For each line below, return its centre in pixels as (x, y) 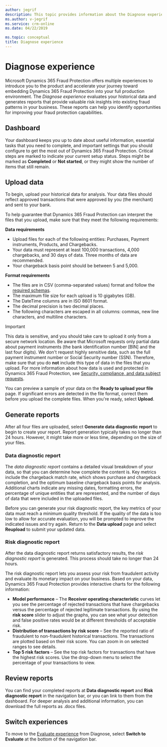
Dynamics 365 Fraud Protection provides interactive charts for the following (83, 584)
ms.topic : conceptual (28, 37)
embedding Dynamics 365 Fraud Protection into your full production (75, 91)
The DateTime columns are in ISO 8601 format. (60, 301)
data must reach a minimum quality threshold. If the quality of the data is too (83, 513)
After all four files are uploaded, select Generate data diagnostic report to (81, 427)
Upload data (24, 183)
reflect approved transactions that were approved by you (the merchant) (79, 200)
